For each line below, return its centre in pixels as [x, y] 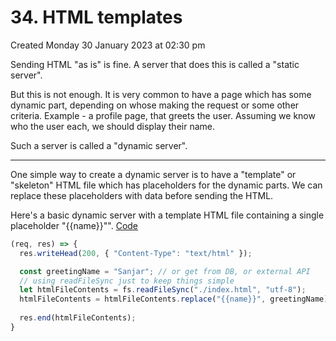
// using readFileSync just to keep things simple [127, 281]
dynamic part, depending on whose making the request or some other [155, 105]
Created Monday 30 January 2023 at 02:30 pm [108, 45]
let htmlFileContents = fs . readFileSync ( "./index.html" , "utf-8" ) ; [163, 290]
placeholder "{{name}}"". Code [74, 225]
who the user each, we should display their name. [113, 126]
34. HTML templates [96, 17]
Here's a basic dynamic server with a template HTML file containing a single [167, 215]
